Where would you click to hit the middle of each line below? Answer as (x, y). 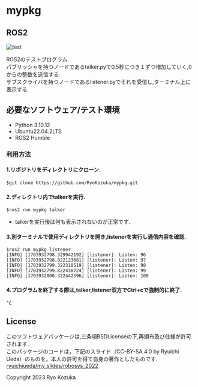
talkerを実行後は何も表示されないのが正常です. (73, 222)
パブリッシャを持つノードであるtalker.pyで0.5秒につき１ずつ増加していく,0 (99, 67)
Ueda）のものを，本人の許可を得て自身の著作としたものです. (82, 359)
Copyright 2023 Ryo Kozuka (41, 377)
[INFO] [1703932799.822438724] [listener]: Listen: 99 (76, 271)
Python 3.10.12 (32, 125)
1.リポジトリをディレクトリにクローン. (53, 170)
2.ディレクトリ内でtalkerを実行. (46, 197)
